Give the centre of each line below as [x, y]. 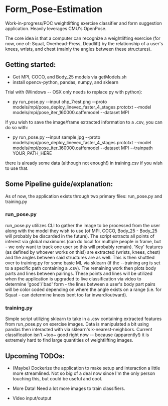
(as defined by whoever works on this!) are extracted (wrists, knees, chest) [83, 252]
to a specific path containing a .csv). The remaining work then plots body [81, 268]
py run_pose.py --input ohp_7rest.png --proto [60, 101]
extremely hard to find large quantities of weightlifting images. [69, 340]
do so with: [17, 127]
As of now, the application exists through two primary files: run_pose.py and [84, 196]
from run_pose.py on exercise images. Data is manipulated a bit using [77, 324]
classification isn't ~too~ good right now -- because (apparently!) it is [77, 335]
